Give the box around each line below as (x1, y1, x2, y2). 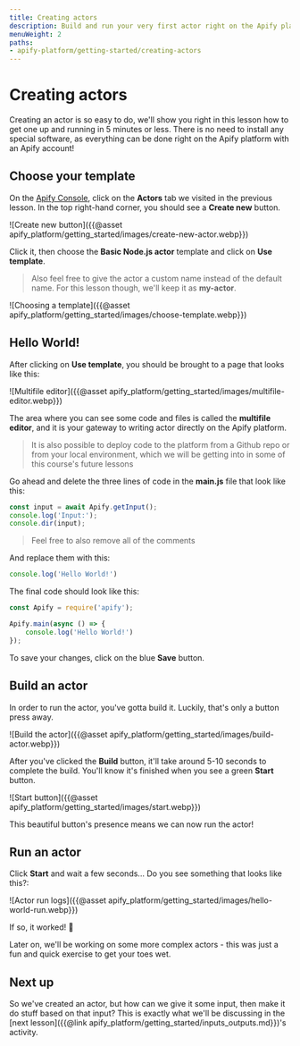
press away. (9, 712, 54, 722)
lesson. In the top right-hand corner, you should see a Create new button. (9, 202, 281, 213)
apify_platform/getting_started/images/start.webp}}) (9, 801, 201, 812)
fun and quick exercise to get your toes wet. (9, 949, 171, 959)
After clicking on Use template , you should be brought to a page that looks (9, 359, 285, 369)
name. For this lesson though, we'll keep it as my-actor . (30, 283, 237, 293)
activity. (9, 1027, 38, 1038)
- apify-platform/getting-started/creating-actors (9, 46, 202, 55)
